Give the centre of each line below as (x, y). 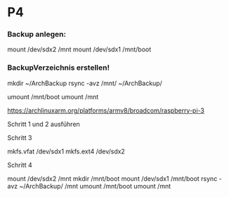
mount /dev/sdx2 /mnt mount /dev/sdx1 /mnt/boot (79, 49)
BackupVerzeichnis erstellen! (59, 68)
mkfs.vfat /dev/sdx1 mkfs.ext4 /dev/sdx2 (66, 151)
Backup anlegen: (37, 34)
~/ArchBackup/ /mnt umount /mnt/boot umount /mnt (95, 186)
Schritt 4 (20, 165)
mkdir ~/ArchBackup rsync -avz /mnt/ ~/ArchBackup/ (85, 83)
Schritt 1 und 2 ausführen (44, 124)
